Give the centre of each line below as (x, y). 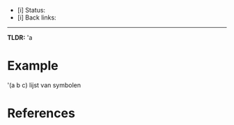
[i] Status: (31, 10)
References (41, 113)
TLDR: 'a (20, 37)
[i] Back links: (37, 17)
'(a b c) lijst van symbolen (44, 85)
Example (33, 66)
